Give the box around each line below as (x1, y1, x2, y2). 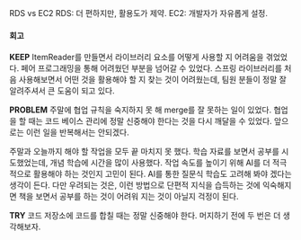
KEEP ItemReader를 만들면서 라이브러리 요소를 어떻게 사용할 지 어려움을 (9, 52, 264, 63)
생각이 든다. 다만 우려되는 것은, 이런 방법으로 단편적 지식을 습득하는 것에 (9, 180, 261, 191)
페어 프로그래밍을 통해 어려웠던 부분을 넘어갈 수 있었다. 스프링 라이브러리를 (21, 63, 283, 74)
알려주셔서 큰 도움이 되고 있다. (9, 85, 115, 96)
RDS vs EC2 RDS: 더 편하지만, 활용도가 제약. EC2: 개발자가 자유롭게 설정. (9, 8, 268, 18)
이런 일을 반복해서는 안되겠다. (25, 127, 129, 138)
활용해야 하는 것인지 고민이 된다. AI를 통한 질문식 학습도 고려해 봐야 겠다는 (32, 169, 292, 180)
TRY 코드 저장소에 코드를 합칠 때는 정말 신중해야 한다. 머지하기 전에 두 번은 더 (9, 210, 281, 221)
